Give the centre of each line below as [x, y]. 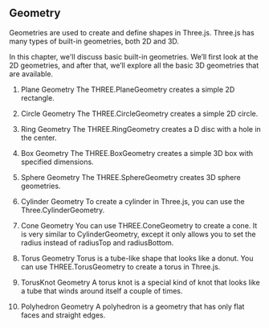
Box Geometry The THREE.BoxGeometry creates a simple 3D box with [137, 153]
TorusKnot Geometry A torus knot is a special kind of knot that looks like [140, 282]
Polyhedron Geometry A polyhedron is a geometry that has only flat [132, 306]
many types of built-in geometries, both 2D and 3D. [94, 41]
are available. [31, 74]
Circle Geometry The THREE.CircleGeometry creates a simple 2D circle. [139, 113]
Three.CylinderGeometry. [63, 210]
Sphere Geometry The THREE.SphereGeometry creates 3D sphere [130, 177]
